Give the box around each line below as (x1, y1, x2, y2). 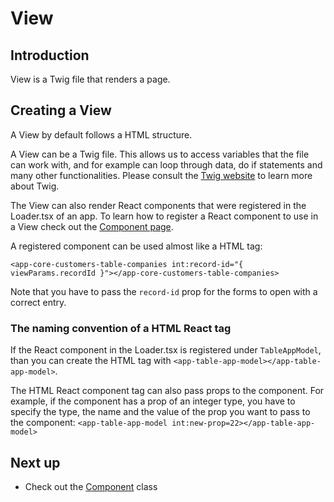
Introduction (10, 47, 90, 64)
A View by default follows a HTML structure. (10, 128, 193, 141)
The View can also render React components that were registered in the (10, 199, 307, 211)
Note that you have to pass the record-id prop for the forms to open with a (10, 285, 318, 297)
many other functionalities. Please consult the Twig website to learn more (10, 169, 313, 181)
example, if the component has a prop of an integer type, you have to (10, 395, 296, 407)
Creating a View (10, 102, 112, 119)
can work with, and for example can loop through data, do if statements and (10, 158, 323, 171)
